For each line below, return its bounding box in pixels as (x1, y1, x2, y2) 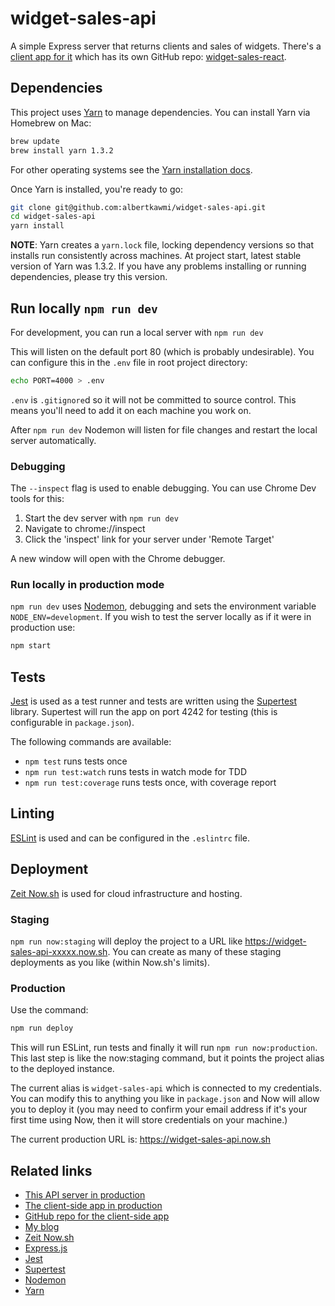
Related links (10, 1162, 93, 1179)
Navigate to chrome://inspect (24, 523, 146, 535)
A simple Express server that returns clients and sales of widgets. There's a (10, 40, 322, 52)
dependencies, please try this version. (10, 271, 168, 283)
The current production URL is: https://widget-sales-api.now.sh (10, 1133, 272, 1146)
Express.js (24, 1242, 68, 1254)
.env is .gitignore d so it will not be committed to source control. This (10, 393, 297, 406)
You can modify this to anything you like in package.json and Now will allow (10, 1093, 320, 1105)
